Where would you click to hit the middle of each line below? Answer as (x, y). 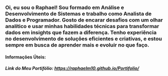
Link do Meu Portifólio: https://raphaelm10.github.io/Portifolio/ (72, 68)
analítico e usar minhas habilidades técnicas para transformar (82, 26)
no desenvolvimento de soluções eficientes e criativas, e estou (83, 38)
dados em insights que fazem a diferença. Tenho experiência (81, 32)
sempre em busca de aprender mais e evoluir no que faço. (77, 45)
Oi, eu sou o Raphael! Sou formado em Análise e (65, 7)
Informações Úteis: (26, 57)
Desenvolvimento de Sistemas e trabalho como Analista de (78, 13)
